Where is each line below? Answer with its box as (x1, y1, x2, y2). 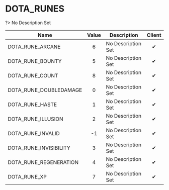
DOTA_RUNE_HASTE (8, 101, 57, 108)
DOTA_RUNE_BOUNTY (8, 57, 62, 64)
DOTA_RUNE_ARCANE (8, 43, 61, 50)
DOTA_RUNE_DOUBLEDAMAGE (8, 86, 82, 93)
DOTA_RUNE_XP (8, 173, 47, 180)
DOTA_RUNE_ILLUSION (8, 115, 64, 122)
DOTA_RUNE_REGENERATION (8, 159, 79, 166)
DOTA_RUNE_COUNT (8, 72, 58, 79)
